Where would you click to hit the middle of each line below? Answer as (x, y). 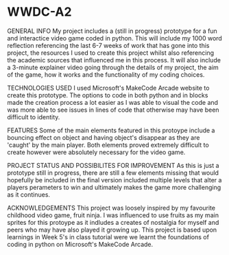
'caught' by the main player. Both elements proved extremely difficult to (108, 145)
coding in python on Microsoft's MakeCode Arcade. (80, 244)
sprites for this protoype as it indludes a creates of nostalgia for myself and (113, 222)
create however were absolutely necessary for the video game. (96, 152)
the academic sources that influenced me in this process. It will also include (114, 60)
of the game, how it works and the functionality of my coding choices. (106, 74)
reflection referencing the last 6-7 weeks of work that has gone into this (108, 45)
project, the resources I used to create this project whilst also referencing (111, 53)
